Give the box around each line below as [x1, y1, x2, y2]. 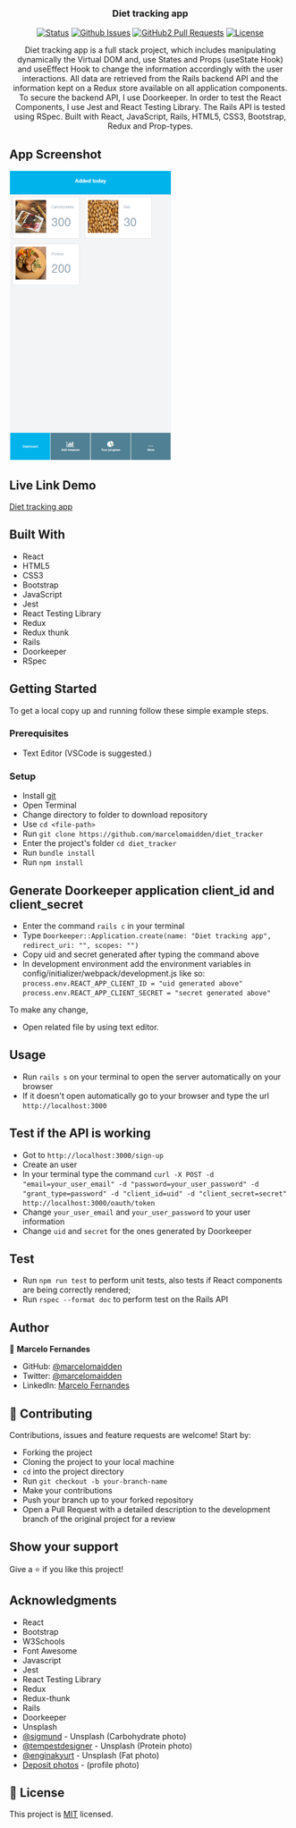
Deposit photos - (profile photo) [21, 1759, 140, 1770]
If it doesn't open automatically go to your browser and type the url [21, 1090, 270, 1101]
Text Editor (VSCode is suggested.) [21, 748, 152, 758]
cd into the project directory [21, 1466, 124, 1477]
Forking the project [21, 1447, 93, 1458]
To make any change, [9, 1004, 89, 1015]
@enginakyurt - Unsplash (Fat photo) [21, 1749, 160, 1760]
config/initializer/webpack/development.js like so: [21, 968, 206, 978]
